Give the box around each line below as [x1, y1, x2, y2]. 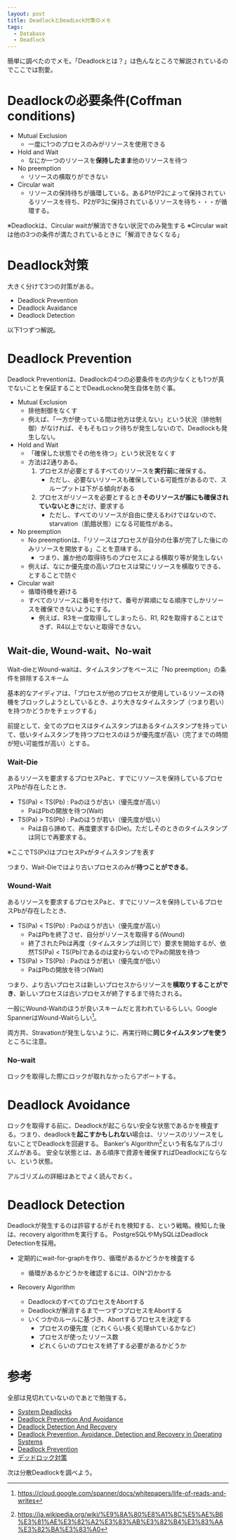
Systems [17, 1437, 44, 1446]
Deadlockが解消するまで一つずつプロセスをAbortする [27, 1306, 183, 1315]
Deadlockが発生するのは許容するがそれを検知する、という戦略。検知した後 [7, 1221, 226, 1229]
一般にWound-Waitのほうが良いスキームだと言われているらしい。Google [7, 1005, 218, 1013]
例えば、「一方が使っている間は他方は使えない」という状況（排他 [27, 415, 216, 423]
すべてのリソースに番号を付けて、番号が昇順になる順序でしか [27, 596, 206, 604]
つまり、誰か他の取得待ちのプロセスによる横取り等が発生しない [38, 553, 223, 561]
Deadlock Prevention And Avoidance [17, 1415, 124, 1423]
